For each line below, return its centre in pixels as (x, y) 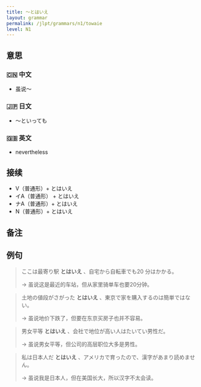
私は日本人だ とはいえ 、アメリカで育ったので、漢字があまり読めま (105, 357)
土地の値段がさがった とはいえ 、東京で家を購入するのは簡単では (103, 297)
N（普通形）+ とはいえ (44, 211)
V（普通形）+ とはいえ (44, 189)
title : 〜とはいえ (27, 12)
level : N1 (19, 29)
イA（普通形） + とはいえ (47, 196)
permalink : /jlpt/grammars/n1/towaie (54, 23)
